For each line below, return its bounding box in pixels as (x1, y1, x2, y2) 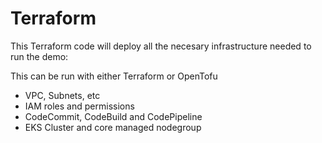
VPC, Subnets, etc (24, 89, 101, 101)
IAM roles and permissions (24, 100, 135, 112)
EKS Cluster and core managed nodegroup (24, 121, 202, 133)
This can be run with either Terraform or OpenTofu (10, 70, 218, 82)
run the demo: (10, 50, 69, 62)
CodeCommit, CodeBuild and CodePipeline (24, 110, 203, 122)
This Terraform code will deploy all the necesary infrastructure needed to (10, 40, 312, 52)
